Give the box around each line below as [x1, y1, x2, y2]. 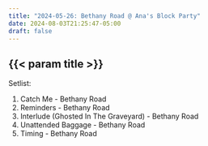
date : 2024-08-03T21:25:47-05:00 [8, 19, 121, 28]
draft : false [8, 27, 53, 35]
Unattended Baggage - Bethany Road [19, 120, 146, 130]
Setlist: [8, 79, 32, 88]
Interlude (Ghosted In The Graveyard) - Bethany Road [19, 111, 199, 122]
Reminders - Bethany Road [19, 103, 111, 113]
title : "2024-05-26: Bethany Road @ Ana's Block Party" [8, 11, 201, 20]
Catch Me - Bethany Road [19, 94, 107, 104]
